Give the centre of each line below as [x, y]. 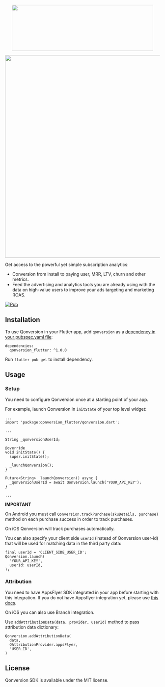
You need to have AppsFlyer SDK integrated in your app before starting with [82, 592]
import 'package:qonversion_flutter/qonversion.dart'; [62, 422]
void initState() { [25, 452]
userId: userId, [26, 565]
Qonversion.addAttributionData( [38, 636]
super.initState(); [29, 456]
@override [15, 448]
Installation [23, 320]
